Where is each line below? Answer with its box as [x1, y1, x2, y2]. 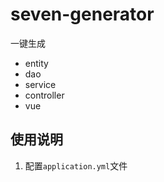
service [24, 78, 57, 90]
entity [24, 57, 49, 69]
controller [24, 89, 65, 101]
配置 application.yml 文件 [24, 159, 128, 172]
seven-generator [10, 3, 155, 26]
